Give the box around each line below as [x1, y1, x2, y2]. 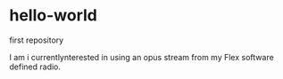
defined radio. [9, 61, 61, 72]
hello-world [9, 5, 98, 26]
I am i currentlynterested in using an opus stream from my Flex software [9, 51, 274, 62]
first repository [9, 35, 64, 45]
